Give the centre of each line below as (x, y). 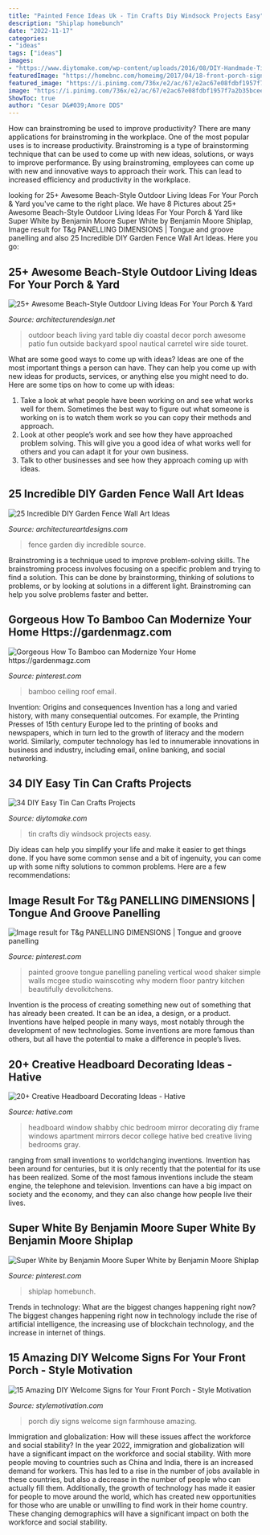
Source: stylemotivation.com (56, 1405)
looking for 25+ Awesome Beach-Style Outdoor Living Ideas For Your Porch (133, 195)
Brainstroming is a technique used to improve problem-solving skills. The (129, 560)
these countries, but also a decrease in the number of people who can (125, 1479)
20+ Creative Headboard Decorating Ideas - (121, 1064)
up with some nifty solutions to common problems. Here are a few (117, 866)
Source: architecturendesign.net (62, 319)
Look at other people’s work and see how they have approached (126, 434)
